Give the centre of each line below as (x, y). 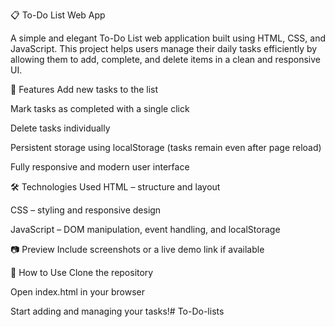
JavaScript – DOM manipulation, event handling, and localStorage (145, 229)
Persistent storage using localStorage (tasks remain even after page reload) (166, 147)
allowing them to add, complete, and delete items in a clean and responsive (165, 59)
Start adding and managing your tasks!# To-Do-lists (117, 311)
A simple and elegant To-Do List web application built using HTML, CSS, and (168, 38)
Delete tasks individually (60, 128)
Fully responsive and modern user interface (100, 167)
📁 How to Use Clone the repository (82, 272)
